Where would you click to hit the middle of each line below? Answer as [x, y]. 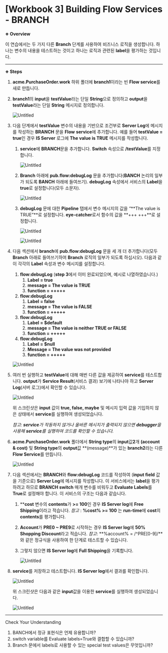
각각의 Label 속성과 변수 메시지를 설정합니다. [62, 263]
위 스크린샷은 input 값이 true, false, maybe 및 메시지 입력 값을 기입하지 [83, 407]
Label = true [40, 280]
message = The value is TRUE [59, 285]
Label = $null [41, 344]
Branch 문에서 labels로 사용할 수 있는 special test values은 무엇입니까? [83, 645]
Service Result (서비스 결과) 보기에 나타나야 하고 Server [98, 381]
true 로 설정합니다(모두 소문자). [50, 188]
